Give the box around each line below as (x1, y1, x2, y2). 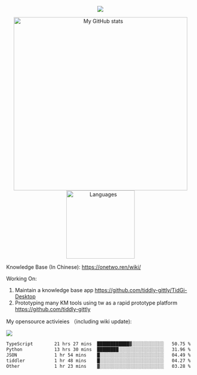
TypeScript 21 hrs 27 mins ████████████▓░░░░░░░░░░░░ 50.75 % (6, 341, 191, 347)
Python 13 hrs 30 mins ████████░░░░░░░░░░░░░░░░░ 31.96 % (6, 346, 191, 352)
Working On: (6, 275, 37, 282)
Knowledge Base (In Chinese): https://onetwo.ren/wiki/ (6, 264, 141, 271)
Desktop (14, 293, 36, 300)
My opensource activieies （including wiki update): (6, 318, 133, 325)
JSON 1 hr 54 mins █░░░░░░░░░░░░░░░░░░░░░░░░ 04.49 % (6, 352, 191, 358)
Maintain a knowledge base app (14, 287, 94, 293)
